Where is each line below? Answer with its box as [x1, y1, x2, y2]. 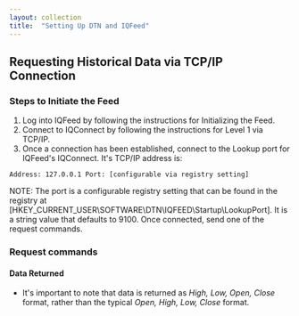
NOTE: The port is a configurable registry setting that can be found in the [9, 186, 278, 197]
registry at [9, 195, 47, 206]
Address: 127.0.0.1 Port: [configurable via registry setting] [9, 170, 250, 179]
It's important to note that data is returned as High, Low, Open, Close [21, 288, 275, 298]
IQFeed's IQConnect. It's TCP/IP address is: [21, 153, 183, 164]
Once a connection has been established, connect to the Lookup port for [21, 143, 290, 154]
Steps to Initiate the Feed [9, 94, 120, 107]
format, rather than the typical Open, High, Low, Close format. [21, 297, 250, 308]
